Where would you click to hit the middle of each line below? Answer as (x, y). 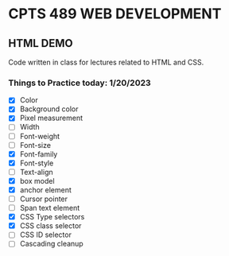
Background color (49, 109)
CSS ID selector (45, 235)
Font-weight (40, 136)
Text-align (36, 172)
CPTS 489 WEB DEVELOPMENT (115, 14)
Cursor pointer (44, 199)
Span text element (50, 208)
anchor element (45, 190)
